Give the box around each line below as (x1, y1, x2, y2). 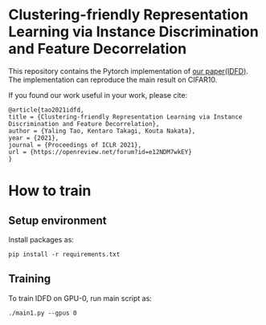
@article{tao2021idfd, (8, 106, 84, 114)
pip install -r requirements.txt (8, 250, 121, 258)
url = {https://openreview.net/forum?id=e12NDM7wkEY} (8, 148, 193, 156)
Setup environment (8, 213, 107, 227)
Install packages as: (8, 234, 75, 244)
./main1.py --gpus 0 (8, 309, 78, 317)
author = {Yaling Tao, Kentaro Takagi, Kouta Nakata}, (8, 127, 196, 135)
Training (8, 272, 51, 286)
